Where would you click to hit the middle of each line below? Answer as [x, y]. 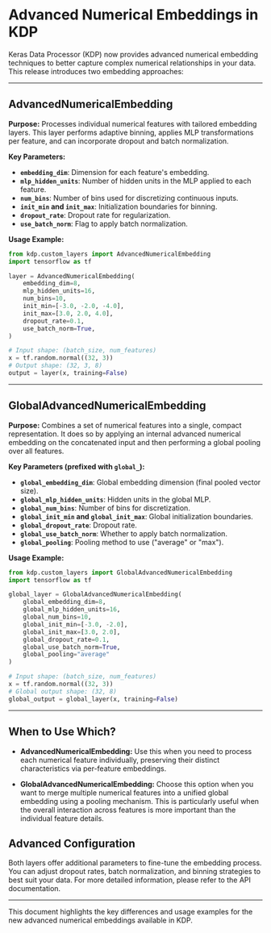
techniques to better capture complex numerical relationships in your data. [132, 63]
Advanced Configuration [72, 843]
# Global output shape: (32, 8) [63, 691]
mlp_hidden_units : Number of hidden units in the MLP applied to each [135, 181]
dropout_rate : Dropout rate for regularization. [95, 215]
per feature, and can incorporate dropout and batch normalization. [119, 141]
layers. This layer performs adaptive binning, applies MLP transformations [131, 132]
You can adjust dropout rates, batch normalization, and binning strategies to [134, 872]
